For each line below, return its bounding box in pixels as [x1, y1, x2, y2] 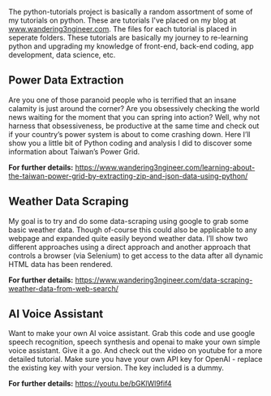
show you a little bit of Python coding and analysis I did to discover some [8, 138, 252, 148]
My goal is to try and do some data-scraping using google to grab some [8, 216, 249, 226]
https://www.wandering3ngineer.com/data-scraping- [75, 275, 253, 285]
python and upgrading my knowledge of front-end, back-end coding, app [8, 41, 254, 51]
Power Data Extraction [8, 73, 124, 88]
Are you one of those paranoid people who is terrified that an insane [8, 95, 237, 105]
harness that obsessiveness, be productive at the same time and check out [8, 121, 260, 131]
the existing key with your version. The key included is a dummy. [8, 363, 225, 372]
